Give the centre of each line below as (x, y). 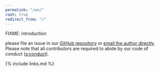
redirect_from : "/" (26, 19)
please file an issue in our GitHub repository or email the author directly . (80, 43)
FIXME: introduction (26, 34)
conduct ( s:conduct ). (27, 54)
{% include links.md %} (30, 64)
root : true (17, 15)
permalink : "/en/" (25, 10)
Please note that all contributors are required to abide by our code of (77, 49)
